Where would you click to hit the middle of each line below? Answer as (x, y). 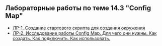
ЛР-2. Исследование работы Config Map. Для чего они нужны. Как (85, 33)
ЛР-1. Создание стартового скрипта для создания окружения (79, 28)
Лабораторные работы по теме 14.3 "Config (78, 8)
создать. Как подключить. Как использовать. (61, 38)
